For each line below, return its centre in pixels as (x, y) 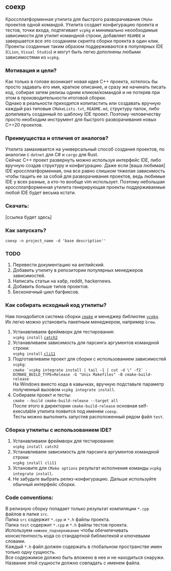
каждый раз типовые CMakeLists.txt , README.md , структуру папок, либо (82, 109)
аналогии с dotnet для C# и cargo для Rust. (52, 155)
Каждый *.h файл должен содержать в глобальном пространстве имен (84, 546)
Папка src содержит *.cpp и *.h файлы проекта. (58, 519)
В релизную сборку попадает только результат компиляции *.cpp (77, 509)
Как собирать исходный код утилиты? (56, 305)
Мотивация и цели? (31, 70)
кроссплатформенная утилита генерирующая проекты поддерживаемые (86, 187)
